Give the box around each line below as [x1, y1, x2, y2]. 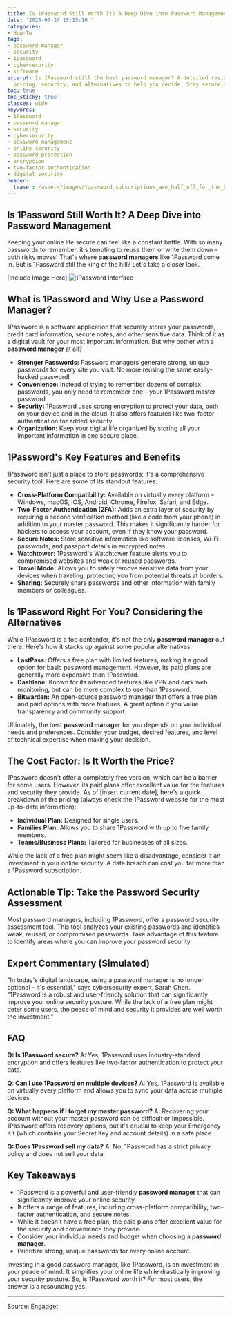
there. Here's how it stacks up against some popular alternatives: [7, 642, 192, 651]
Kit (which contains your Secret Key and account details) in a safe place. [7, 1128, 213, 1137]
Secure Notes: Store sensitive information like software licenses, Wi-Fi [17, 535, 219, 543]
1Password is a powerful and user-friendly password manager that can [17, 1188, 221, 1196]
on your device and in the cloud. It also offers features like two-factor [17, 409, 215, 418]
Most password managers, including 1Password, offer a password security [7, 916, 220, 924]
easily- [193, 365, 213, 374]
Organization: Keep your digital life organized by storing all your [17, 424, 200, 432]
